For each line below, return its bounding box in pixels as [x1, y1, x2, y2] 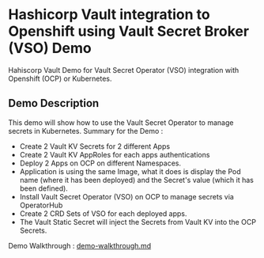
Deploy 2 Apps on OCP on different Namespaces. [19, 158, 182, 168]
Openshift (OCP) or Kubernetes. [8, 74, 112, 83]
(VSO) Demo [8, 40, 92, 57]
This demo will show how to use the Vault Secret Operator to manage [8, 117, 234, 127]
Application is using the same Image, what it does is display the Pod [19, 166, 241, 176]
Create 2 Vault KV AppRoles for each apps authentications [19, 150, 210, 159]
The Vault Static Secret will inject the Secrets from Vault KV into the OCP [19, 217, 257, 226]
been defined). [19, 184, 69, 193]
